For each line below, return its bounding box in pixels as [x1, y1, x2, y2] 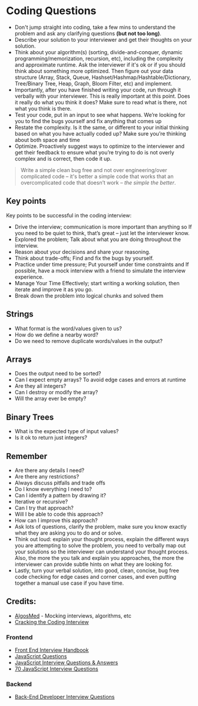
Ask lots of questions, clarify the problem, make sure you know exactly [14, 523, 187, 530]
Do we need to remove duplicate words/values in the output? [14, 337, 163, 344]
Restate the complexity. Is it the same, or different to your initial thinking [14, 124, 189, 131]
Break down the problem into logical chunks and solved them [14, 292, 164, 299]
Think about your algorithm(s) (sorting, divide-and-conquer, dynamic [14, 48, 183, 55]
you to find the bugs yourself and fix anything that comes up [14, 117, 162, 124]
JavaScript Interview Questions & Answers [14, 659, 118, 667]
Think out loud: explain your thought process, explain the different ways [14, 536, 190, 543]
